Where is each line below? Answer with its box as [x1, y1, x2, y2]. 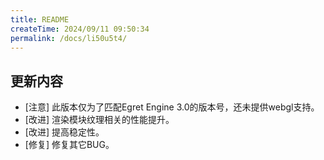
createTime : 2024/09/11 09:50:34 [10, 24, 150, 34]
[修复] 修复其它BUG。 [24, 139, 115, 151]
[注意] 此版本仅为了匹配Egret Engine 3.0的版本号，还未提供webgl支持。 [24, 101, 320, 113]
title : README [10, 14, 70, 25]
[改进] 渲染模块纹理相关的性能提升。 [24, 114, 175, 126]
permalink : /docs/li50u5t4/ [10, 33, 128, 43]
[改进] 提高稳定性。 [24, 126, 105, 138]
